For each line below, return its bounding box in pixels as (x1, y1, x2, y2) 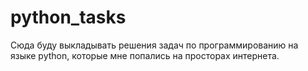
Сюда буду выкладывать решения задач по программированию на (10, 39, 299, 51)
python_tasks (10, 6, 127, 29)
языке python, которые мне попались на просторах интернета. (10, 49, 280, 61)
